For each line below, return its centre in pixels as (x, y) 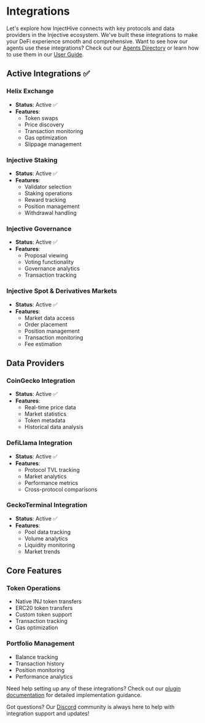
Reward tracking (45, 199)
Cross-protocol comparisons (61, 489)
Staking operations (48, 193)
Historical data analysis (54, 427)
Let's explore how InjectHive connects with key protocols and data (91, 28)
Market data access (49, 318)
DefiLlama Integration (39, 443)
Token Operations (34, 589)
